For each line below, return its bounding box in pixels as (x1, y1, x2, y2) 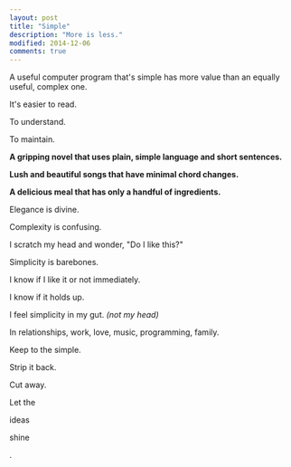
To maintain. (9, 134, 56, 145)
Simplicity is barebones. (9, 257, 99, 268)
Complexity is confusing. (9, 222, 102, 233)
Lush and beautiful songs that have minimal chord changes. (9, 169, 239, 180)
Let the (9, 397, 36, 408)
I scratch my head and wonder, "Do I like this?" (9, 239, 183, 250)
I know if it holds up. (9, 291, 85, 303)
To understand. (9, 117, 66, 128)
